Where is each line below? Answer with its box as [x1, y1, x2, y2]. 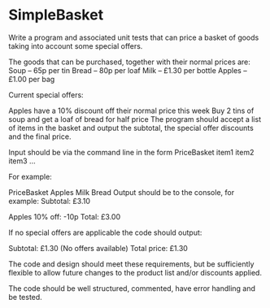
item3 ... [8, 156, 36, 166]
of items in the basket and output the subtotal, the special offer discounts [8, 123, 254, 132]
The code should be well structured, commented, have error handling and [8, 283, 256, 293]
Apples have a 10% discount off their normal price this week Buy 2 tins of [8, 106, 255, 115]
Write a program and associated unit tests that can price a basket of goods [8, 33, 259, 42]
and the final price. [8, 132, 72, 141]
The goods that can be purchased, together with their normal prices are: [8, 57, 250, 67]
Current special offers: [8, 89, 84, 99]
